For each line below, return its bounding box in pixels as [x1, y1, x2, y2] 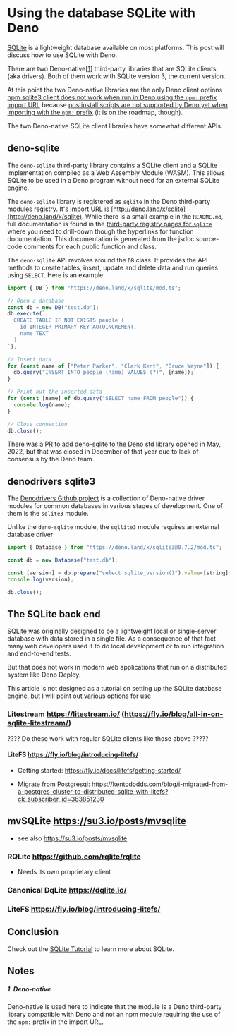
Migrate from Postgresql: [17, 780, 90, 788]
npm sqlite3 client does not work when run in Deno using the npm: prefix [7, 93, 217, 102]
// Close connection [7, 421, 68, 428]
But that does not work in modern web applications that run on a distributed [7, 663, 228, 672]
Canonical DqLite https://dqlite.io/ [7, 885, 127, 895]
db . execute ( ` [7, 310, 46, 318]
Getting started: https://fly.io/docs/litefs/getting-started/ [17, 766, 181, 774]
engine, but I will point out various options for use [7, 691, 152, 700]
